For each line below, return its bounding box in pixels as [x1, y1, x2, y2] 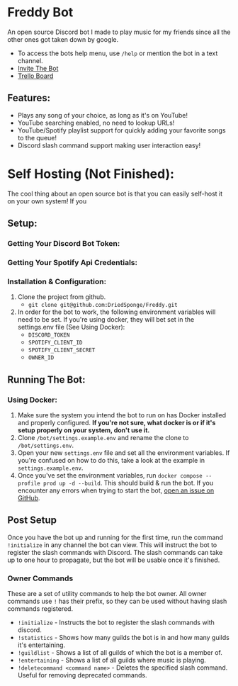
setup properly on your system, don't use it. [17, 426, 150, 434]
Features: [7, 92, 51, 104]
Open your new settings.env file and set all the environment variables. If [17, 448, 230, 457]
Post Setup [7, 514, 57, 527]
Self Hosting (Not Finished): [7, 166, 175, 181]
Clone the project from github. [17, 293, 106, 301]
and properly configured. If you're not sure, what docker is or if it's [17, 418, 216, 427]
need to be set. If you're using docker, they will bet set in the [17, 315, 195, 324]
